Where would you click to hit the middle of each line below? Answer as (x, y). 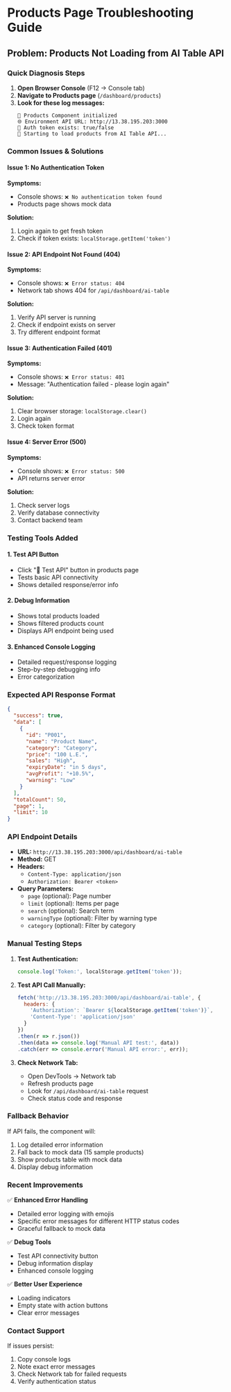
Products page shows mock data (64, 204)
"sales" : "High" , (51, 761)
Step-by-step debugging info (59, 670)
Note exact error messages (56, 1367)
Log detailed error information (60, 1145)
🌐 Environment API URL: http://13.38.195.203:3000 (92, 122)
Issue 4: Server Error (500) (47, 442)
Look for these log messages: (61, 103)
